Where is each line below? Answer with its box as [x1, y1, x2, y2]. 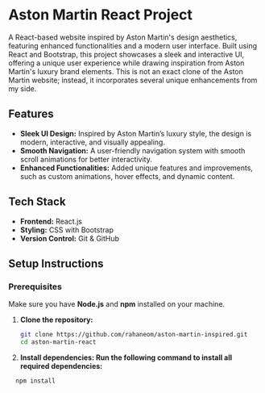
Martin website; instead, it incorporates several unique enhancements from [8, 75, 258, 85]
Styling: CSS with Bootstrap [19, 224, 114, 235]
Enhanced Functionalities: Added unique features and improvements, [19, 163, 254, 173]
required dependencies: [19, 362, 103, 370]
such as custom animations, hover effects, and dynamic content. [19, 171, 235, 181]
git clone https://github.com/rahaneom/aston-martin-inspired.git [19, 331, 248, 339]
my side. [8, 83, 37, 94]
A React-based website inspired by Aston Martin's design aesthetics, [8, 32, 238, 42]
